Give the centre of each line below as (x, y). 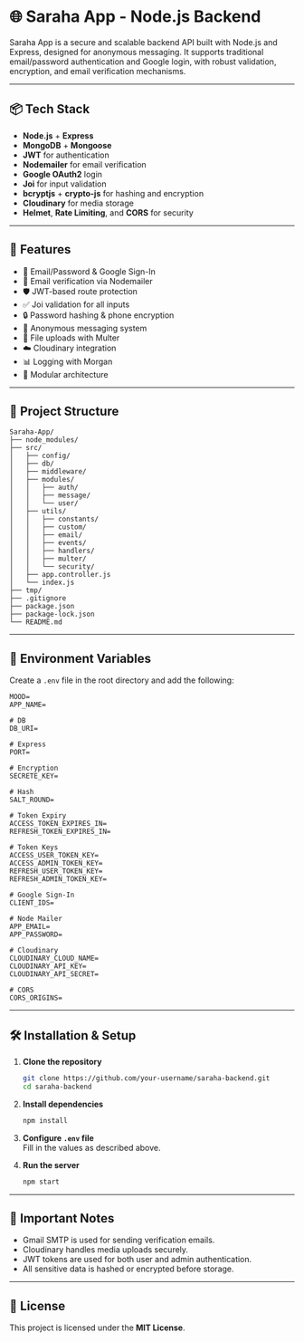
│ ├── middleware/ (48, 472)
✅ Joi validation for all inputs (76, 304)
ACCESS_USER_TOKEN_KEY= (54, 856)
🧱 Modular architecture (65, 374)
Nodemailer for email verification (84, 164)
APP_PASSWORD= (36, 935)
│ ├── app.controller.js (60, 575)
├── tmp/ (26, 590)
